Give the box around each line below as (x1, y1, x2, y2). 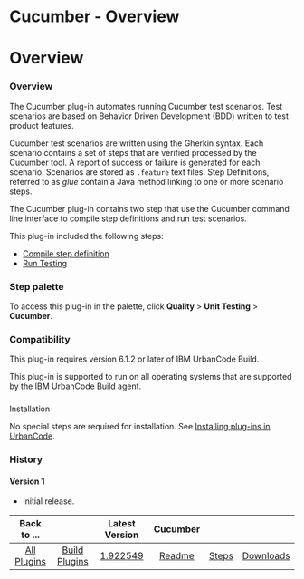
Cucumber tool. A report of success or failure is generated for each (9, 157, 261, 168)
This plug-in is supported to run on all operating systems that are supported (9, 372, 292, 382)
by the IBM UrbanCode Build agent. (9, 381, 142, 391)
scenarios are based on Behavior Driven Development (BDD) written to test (9, 111, 290, 121)
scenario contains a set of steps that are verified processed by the (9, 147, 258, 158)
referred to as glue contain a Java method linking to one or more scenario (9, 176, 284, 187)
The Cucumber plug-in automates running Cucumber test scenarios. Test (9, 101, 283, 111)
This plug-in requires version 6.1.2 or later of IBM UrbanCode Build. (9, 353, 260, 364)
